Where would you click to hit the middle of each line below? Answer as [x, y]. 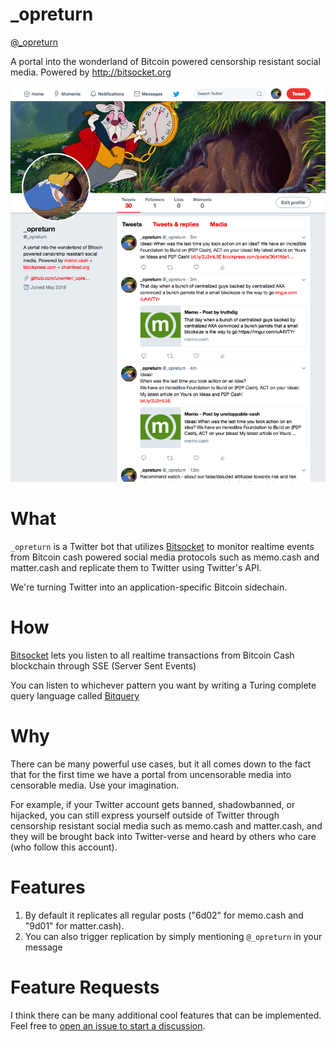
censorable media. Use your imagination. [95, 785]
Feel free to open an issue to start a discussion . [108, 1025]
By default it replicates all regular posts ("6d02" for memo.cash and [164, 915]
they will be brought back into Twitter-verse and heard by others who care [163, 836]
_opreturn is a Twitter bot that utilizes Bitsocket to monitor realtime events [162, 547]
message [43, 947]
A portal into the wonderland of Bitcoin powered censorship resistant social [165, 61]
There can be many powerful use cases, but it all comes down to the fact [161, 764]
